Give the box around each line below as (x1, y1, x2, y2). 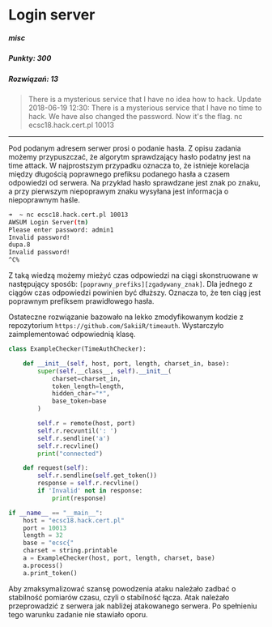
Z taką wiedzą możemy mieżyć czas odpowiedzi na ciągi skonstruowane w (8, 271, 259, 280)
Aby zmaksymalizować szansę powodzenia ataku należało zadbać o (8, 583, 236, 593)
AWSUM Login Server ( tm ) (8, 218, 89, 226)
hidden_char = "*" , (51, 390, 111, 398)
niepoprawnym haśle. (8, 194, 81, 204)
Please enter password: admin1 (8, 225, 114, 234)
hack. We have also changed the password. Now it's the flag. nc (28, 111, 243, 121)
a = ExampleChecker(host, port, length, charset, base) (23, 554, 216, 562)
